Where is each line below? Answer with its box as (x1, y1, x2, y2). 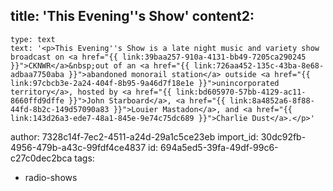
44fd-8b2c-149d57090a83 (10, 104, 110, 114)
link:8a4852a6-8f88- (229, 95, 315, 106)
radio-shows (24, 171, 78, 183)
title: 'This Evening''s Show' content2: (10, 8, 255, 25)
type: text (10, 34, 56, 44)
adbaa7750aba (10, 69, 65, 79)
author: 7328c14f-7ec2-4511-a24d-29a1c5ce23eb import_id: (10, 130, 259, 143)
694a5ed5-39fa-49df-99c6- (160, 141, 279, 153)
